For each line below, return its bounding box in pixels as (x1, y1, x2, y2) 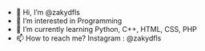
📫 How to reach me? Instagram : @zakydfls (15, 33, 162, 43)
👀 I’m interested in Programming (15, 16, 123, 25)
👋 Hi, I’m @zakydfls (15, 8, 80, 17)
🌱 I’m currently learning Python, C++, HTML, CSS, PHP (15, 25, 198, 33)
